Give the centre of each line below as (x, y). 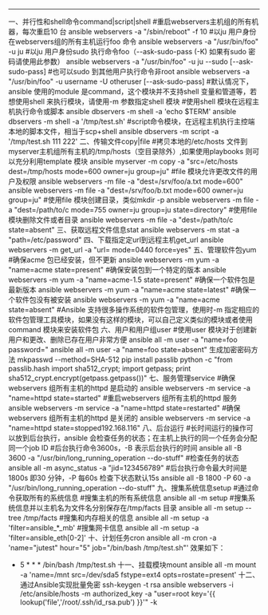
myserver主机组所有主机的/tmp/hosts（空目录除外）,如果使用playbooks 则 (130, 151)
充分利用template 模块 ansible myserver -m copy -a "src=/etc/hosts (126, 161)
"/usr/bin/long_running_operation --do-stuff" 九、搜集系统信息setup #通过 (130, 488)
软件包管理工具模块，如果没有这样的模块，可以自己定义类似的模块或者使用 (130, 319)
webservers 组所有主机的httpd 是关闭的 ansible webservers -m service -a (130, 418)
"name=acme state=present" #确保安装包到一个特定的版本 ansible (117, 270)
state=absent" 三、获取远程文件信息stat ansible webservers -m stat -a (124, 230)
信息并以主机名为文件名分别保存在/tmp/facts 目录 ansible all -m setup (129, 508)
